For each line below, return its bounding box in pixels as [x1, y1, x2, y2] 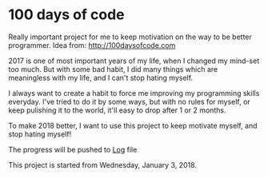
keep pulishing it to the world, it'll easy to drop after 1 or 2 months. [8, 105, 226, 115]
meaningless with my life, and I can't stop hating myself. [8, 73, 194, 82]
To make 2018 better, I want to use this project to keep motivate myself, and [8, 121, 258, 130]
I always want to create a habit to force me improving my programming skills [8, 88, 260, 97]
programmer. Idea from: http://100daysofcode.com [8, 40, 176, 49]
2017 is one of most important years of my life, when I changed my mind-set [8, 56, 260, 65]
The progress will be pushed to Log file [8, 144, 138, 154]
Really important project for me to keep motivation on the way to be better [8, 32, 252, 42]
